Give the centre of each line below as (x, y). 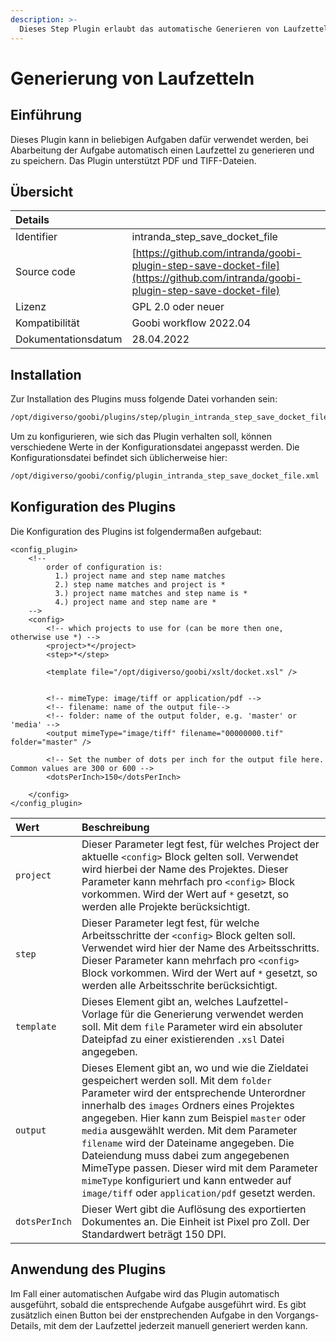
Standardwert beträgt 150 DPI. (154, 1234)
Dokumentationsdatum (69, 339)
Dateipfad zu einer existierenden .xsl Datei (183, 1039)
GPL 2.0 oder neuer (178, 307)
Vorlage (100, 1014)
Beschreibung (115, 827)
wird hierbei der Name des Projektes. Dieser (185, 869)
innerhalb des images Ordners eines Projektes (188, 1105)
